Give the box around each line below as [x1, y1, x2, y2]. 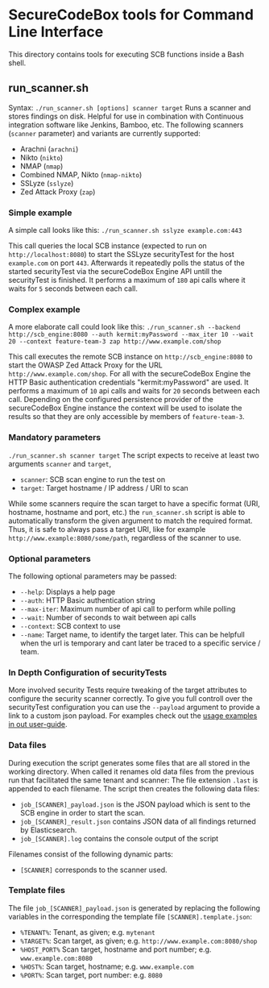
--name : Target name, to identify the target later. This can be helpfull [19, 629, 246, 639]
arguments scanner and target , [8, 459, 111, 468]
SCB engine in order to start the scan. [19, 807, 146, 817]
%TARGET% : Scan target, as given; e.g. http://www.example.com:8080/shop [19, 936, 258, 945]
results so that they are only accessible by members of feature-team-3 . [8, 412, 245, 421]
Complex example [8, 304, 81, 315]
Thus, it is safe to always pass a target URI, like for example [8, 524, 206, 533]
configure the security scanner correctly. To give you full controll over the [8, 694, 253, 704]
